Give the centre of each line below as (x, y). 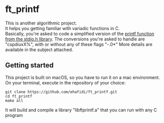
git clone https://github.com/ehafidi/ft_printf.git (61, 92)
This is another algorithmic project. (41, 23)
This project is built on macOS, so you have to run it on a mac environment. (82, 77)
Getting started (29, 65)
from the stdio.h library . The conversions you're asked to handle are (75, 39)
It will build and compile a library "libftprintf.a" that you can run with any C (81, 110)
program (14, 115)
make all (14, 100)
